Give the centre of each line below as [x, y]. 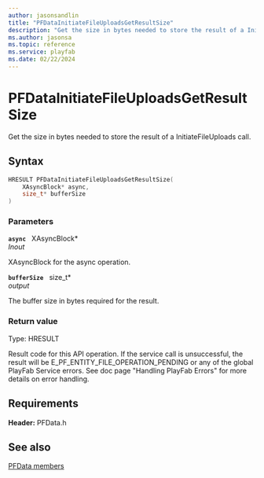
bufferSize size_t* [40, 278]
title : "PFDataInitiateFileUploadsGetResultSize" [91, 23]
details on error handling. [49, 379]
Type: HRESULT [34, 338]
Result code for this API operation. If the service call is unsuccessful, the [126, 354]
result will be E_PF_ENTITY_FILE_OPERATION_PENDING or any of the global [131, 362]
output [19, 286]
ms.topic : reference [42, 45]
